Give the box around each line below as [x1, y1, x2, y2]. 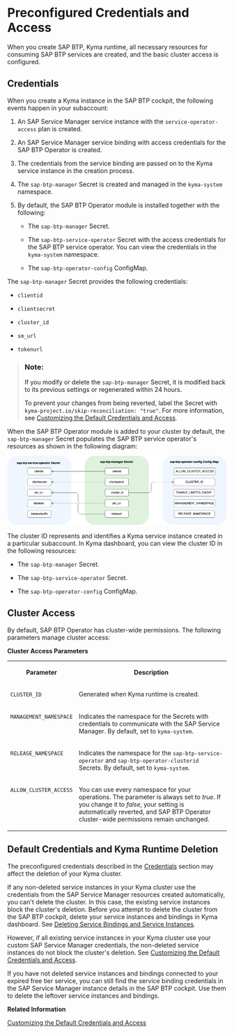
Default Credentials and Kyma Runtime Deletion [7, 844, 219, 856]
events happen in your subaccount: [7, 103, 109, 112]
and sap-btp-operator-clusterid [105, 756, 199, 764]
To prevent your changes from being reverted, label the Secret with [24, 399, 217, 407]
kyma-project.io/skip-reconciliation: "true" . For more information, [24, 406, 224, 415]
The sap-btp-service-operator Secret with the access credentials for [27, 235, 226, 243]
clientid [17, 291, 43, 299]
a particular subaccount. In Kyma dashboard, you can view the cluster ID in [7, 539, 223, 547]
